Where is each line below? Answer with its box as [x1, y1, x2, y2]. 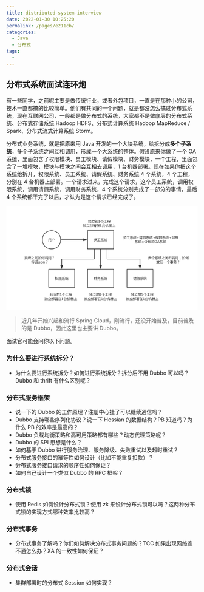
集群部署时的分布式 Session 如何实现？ [15, 579, 113, 586]
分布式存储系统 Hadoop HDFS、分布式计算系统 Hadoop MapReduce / [16, 119, 190, 127]
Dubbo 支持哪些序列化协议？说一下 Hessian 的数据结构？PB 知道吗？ [15, 416, 188, 423]
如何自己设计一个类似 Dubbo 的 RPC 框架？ [15, 469, 123, 476]
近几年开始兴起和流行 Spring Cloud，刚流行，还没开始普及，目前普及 [21, 317, 194, 324]
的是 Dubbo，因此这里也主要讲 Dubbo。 [21, 325, 122, 332]
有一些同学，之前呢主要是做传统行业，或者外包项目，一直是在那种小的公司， [6, 97, 198, 104]
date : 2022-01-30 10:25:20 [6, 16, 75, 22]
